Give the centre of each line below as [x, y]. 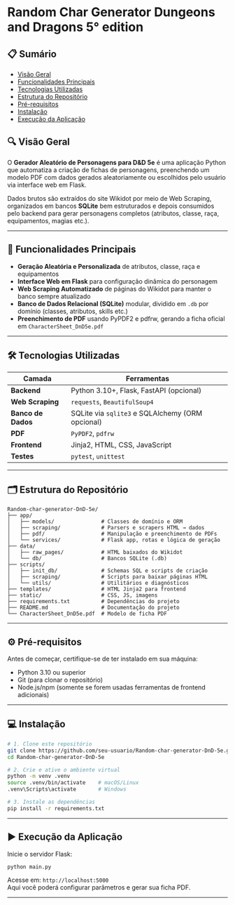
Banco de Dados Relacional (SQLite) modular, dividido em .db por [113, 303]
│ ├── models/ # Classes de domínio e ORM [95, 522]
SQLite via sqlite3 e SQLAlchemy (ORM [137, 414]
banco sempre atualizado [54, 296]
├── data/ [22, 546]
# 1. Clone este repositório [50, 744]
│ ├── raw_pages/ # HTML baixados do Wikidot [95, 553]
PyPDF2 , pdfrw [93, 434]
